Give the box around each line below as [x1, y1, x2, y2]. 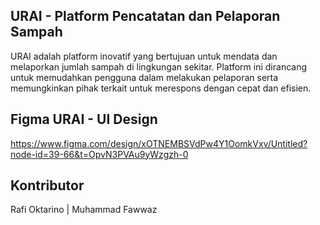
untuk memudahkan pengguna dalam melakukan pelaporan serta [10, 71, 279, 83]
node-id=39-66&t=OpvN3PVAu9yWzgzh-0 [10, 148, 189, 160]
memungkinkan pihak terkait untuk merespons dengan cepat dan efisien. [10, 82, 312, 94]
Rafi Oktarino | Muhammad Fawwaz [10, 204, 158, 216]
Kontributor [10, 177, 85, 194]
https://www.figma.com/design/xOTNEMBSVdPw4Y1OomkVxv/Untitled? [10, 137, 308, 149]
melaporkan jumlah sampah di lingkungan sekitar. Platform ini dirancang [10, 60, 308, 73]
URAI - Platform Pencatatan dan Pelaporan [10, 8, 281, 25]
